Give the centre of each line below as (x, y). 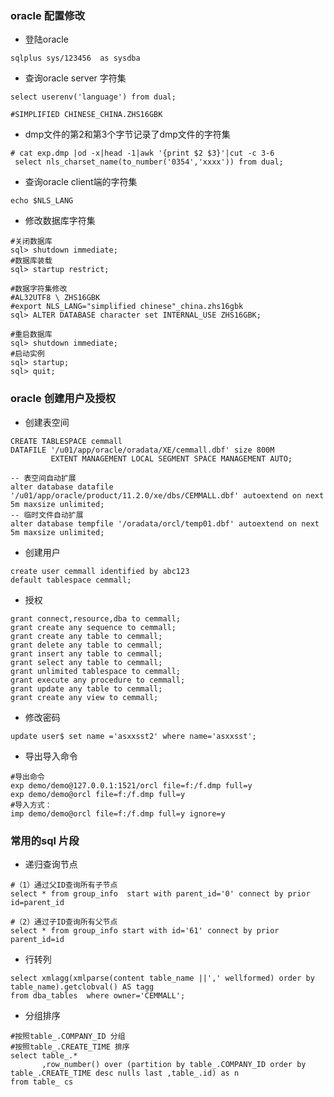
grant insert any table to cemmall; (86, 653)
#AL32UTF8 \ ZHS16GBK (55, 298)
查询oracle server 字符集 (75, 78)
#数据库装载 (31, 261)
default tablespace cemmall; (71, 580)
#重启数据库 (31, 335)
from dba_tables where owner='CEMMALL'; (98, 995)
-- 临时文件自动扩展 (47, 515)
